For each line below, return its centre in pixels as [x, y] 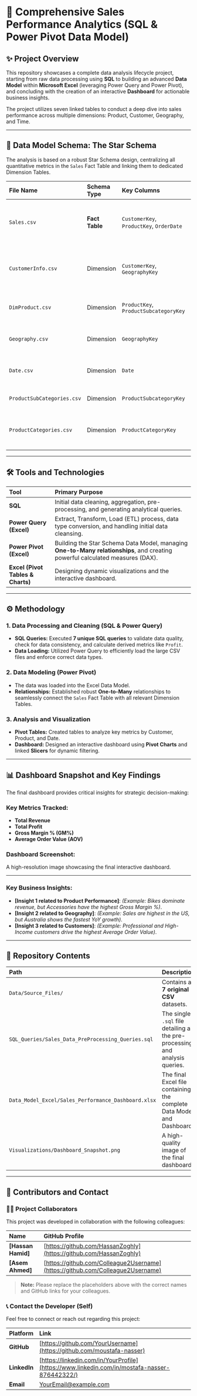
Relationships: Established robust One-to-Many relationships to [93, 691]
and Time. [18, 122]
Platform [21, 1334]
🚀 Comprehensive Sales [65, 12]
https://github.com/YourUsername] [90, 1343]
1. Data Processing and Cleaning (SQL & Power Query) [84, 625]
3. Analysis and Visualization [48, 719]
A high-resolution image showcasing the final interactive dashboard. [89, 867]
